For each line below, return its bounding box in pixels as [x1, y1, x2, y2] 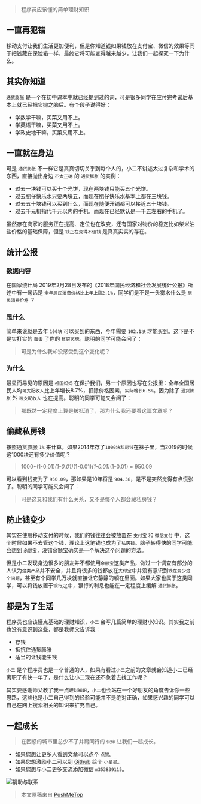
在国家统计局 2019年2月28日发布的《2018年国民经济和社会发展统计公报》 [6, 281, 188, 289]
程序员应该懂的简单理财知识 [20, 6, 90, 13]
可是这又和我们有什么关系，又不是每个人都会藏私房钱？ [20, 495, 157, 503]
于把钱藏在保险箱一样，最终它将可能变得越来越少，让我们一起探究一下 [6, 49, 179, 56]
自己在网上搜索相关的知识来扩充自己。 [6, 701, 100, 709]
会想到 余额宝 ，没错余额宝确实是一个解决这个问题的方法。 [6, 547, 147, 554]
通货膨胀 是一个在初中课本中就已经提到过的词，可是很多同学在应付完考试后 [6, 93, 188, 101]
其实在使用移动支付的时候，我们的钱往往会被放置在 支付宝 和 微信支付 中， [6, 532, 185, 539]
